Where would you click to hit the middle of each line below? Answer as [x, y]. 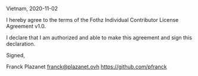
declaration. [21, 44]
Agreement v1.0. [26, 26]
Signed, [15, 55]
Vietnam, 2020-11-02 [32, 9]
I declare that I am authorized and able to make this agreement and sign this [99, 37]
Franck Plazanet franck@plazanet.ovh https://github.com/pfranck [87, 67]
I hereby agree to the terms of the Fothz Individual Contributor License [92, 20]
